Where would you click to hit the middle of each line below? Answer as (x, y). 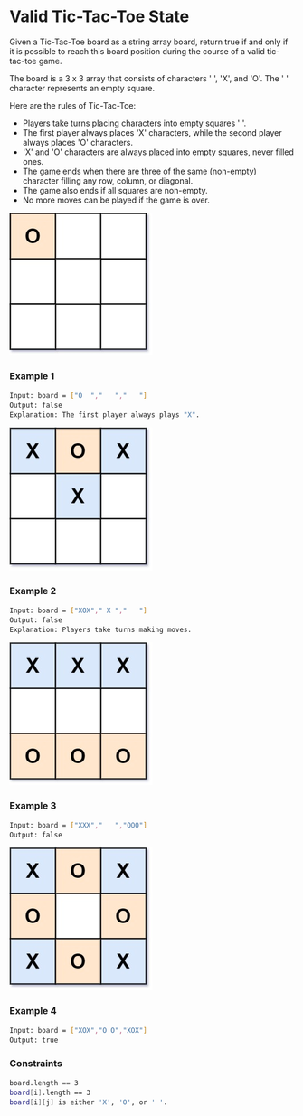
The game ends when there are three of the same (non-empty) (140, 171)
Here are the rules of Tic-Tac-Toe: (73, 105)
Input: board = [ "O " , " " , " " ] (78, 396)
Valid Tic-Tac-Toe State (99, 17)
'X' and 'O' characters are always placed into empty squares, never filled (158, 152)
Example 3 (33, 805)
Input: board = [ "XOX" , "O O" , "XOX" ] (78, 1031)
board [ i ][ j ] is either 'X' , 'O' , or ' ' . (89, 1102)
